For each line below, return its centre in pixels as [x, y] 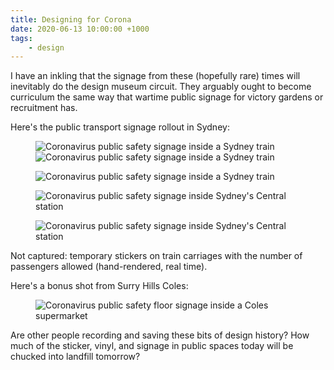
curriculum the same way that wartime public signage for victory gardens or [167, 97]
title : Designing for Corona [71, 19]
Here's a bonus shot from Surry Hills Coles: [99, 286]
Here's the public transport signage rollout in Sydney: [120, 127]
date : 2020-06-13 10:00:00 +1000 [80, 29]
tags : [21, 38]
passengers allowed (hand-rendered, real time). [109, 267]
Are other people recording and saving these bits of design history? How [160, 335]
